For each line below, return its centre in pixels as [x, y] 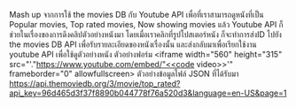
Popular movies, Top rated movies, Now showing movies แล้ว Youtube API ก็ [146, 24]
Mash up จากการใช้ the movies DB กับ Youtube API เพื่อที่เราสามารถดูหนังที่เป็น [136, 15]
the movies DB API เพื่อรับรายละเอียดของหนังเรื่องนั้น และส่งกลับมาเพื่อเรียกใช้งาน [133, 44]
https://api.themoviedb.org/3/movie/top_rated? [95, 84]
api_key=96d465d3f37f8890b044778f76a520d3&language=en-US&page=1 [148, 93]
